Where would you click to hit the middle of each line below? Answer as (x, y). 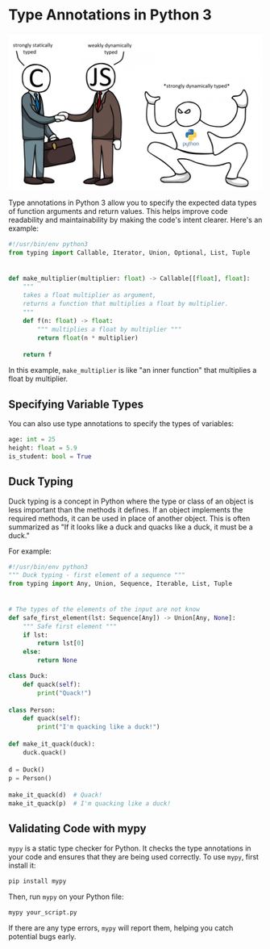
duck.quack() (45, 752)
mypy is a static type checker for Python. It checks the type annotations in (130, 848)
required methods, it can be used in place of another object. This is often (129, 518)
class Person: (32, 710)
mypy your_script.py (43, 912)
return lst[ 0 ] (61, 643)
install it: (22, 865)
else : (32, 652)
